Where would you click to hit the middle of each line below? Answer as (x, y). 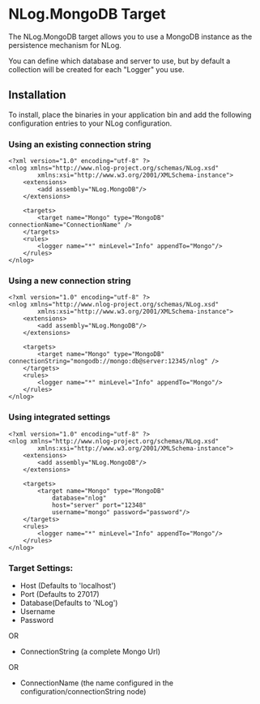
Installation (37, 95)
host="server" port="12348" (99, 505)
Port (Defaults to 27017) (60, 594)
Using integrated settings (60, 417)
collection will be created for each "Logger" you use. (96, 69)
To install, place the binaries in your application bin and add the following (130, 114)
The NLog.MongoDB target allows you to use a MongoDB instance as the (130, 36)
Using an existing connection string (80, 144)
